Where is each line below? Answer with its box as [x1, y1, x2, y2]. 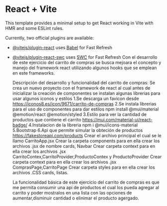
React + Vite [5, 3, 57, 15]
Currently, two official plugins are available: [5, 35, 94, 41]
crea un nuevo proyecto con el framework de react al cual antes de [12, 85, 151, 91]
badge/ [12, 122, 27, 128]
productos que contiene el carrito [12, 116, 81, 122]
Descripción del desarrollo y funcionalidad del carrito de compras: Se [12, 80, 156, 86]
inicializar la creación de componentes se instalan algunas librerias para [12, 90, 161, 96]
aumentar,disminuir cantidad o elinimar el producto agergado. [12, 195, 140, 201]
